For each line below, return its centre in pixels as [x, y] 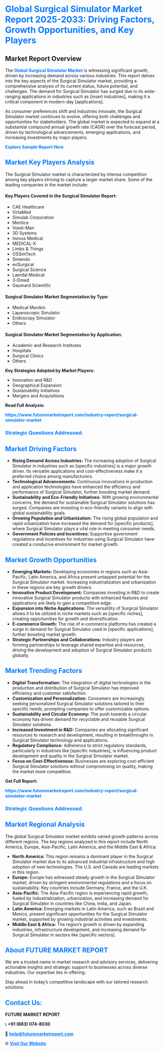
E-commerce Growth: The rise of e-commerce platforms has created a [84, 624]
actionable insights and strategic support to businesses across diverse [76, 967]
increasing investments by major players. [47, 137]
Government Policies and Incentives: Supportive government [75, 534]
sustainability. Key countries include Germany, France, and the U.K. [80, 888]
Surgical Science [29, 270]
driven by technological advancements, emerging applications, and [73, 132]
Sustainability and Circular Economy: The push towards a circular [80, 714]
